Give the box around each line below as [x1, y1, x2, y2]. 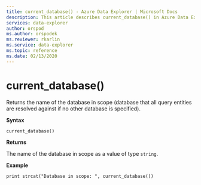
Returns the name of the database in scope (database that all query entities [6, 98, 192, 106]
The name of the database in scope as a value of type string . [6, 150, 159, 157]
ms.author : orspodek [6, 31, 58, 37]
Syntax [6, 116, 25, 124]
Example [6, 162, 29, 169]
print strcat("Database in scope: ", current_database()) [6, 173, 154, 179]
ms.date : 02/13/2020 [6, 53, 58, 59]
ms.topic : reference [6, 48, 58, 54]
